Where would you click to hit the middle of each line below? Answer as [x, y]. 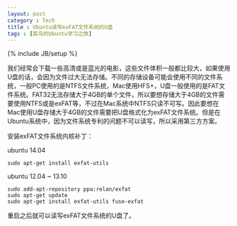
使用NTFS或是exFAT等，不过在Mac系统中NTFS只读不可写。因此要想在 [116, 104]
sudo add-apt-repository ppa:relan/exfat [69, 189]
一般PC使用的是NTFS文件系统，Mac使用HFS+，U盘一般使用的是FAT [119, 86]
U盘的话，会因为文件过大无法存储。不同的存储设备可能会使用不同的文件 [112, 77]
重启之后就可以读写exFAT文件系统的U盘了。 [71, 215]
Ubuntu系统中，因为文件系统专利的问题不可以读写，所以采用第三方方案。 [114, 121]
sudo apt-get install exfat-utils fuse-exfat [75, 202]
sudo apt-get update [38, 196]
